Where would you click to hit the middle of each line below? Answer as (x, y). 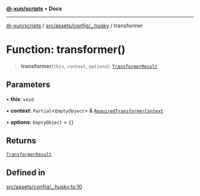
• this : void (20, 99)
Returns (21, 141)
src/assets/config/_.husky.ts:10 (44, 187)
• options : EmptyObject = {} (40, 122)
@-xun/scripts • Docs (34, 9)
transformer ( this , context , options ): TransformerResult (89, 66)
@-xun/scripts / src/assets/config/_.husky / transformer (74, 26)
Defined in (26, 173)
